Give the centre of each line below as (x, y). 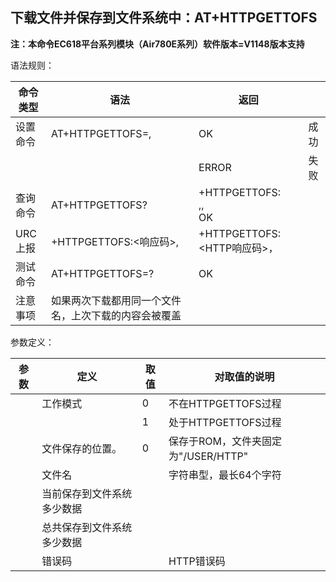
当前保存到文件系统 (87, 493)
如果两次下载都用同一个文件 (116, 300)
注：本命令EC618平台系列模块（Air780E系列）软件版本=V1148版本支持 (157, 44)
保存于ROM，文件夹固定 (225, 441)
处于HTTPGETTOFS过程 (225, 422)
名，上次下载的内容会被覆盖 (116, 315)
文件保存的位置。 (82, 448)
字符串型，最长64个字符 (225, 475)
